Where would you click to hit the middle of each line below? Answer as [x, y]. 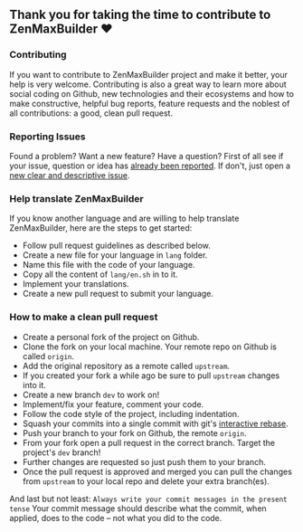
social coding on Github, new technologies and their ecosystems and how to [151, 93]
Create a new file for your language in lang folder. [115, 255]
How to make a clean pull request [84, 318]
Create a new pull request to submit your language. [118, 294]
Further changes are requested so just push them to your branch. [144, 461]
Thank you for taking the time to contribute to [140, 15]
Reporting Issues [47, 137]
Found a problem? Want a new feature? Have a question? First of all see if [147, 156]
